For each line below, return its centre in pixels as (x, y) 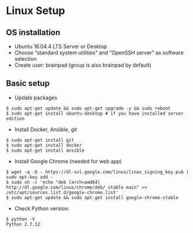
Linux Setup (36, 11)
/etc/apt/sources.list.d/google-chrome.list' (62, 192)
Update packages (36, 97)
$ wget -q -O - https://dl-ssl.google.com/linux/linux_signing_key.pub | (98, 172)
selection (25, 59)
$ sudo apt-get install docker (44, 145)
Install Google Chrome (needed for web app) (68, 161)
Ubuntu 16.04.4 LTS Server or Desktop (61, 46)
